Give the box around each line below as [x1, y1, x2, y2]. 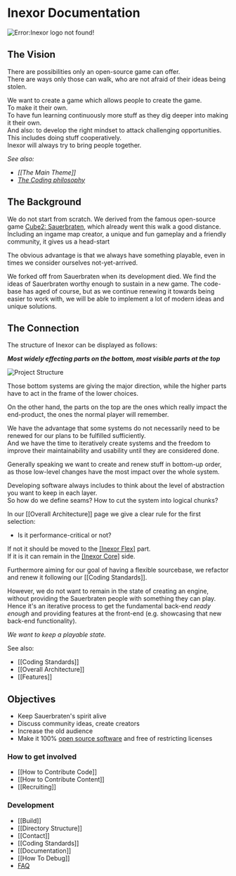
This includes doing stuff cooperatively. [7, 133, 122, 142]
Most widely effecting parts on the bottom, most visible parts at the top [7, 354, 221, 363]
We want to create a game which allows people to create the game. [7, 96, 202, 104]
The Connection [7, 322, 79, 334]
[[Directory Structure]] [17, 824, 83, 832]
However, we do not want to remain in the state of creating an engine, [7, 587, 209, 596]
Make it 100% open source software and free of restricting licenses [17, 734, 213, 743]
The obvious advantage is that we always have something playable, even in [7, 251, 225, 259]
